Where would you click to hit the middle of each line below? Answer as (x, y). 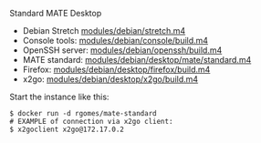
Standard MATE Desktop (56, 13)
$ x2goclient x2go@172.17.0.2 (67, 129)
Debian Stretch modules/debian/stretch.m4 (104, 31)
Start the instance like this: (59, 97)
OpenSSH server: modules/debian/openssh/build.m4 (122, 50)
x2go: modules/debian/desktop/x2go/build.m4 (110, 79)
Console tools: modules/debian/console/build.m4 (115, 41)
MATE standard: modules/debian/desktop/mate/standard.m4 (137, 60)
